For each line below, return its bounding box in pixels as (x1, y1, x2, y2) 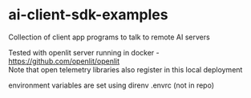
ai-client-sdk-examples (8, 6, 168, 24)
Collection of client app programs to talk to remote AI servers (8, 32, 210, 42)
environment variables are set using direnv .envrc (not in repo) (8, 80, 215, 90)
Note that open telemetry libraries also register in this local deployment (8, 64, 243, 74)
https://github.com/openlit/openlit (8, 56, 120, 66)
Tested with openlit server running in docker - (8, 47, 160, 57)
